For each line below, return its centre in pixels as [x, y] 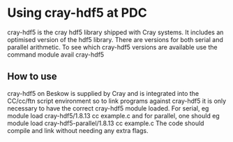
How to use [32, 77]
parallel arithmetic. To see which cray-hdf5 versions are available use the [112, 47]
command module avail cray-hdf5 [56, 55]
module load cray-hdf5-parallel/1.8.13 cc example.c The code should [106, 123]
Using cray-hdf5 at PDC [77, 13]
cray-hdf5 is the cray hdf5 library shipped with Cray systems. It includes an [115, 32]
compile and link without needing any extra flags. [78, 130]
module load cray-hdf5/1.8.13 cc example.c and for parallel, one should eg [113, 115]
